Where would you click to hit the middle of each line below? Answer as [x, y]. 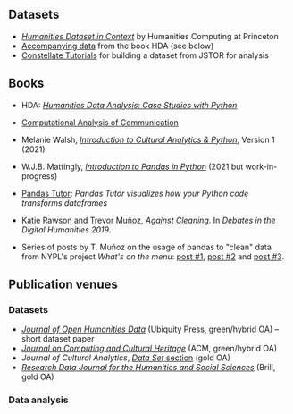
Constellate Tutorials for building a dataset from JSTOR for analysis [145, 55]
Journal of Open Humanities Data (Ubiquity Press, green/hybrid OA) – [150, 329]
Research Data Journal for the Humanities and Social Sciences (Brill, [148, 368]
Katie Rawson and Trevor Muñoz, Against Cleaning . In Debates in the [148, 220]
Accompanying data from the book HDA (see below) [117, 46]
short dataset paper [58, 339]
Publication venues [63, 285]
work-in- [261, 166]
